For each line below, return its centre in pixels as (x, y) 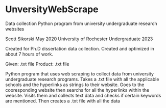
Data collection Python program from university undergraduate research (81, 23)
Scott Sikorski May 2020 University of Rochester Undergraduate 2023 (79, 39)
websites (15, 29)
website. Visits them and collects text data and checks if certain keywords (83, 95)
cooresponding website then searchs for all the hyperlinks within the (77, 90)
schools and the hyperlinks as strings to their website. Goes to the (75, 85)
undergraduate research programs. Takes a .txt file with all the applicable (82, 79)
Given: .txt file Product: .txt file (37, 64)
